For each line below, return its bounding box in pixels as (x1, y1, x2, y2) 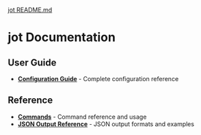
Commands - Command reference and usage (17, 112, 147, 121)
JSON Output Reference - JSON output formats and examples (17, 119, 194, 128)
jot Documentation (8, 30, 116, 45)
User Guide (8, 57, 57, 68)
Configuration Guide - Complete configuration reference (17, 75, 179, 82)
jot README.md (8, 6, 53, 14)
